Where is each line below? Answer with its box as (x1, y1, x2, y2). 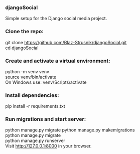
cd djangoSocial (5, 45, 39, 51)
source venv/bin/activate (5, 74, 57, 80)
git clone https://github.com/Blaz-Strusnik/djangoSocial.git (5, 39, 127, 45)
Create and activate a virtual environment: (5, 57, 110, 64)
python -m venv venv (5, 68, 49, 74)
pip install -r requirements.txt (5, 103, 65, 109)
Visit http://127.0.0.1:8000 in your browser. (5, 143, 92, 149)
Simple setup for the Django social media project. (5, 16, 107, 22)
